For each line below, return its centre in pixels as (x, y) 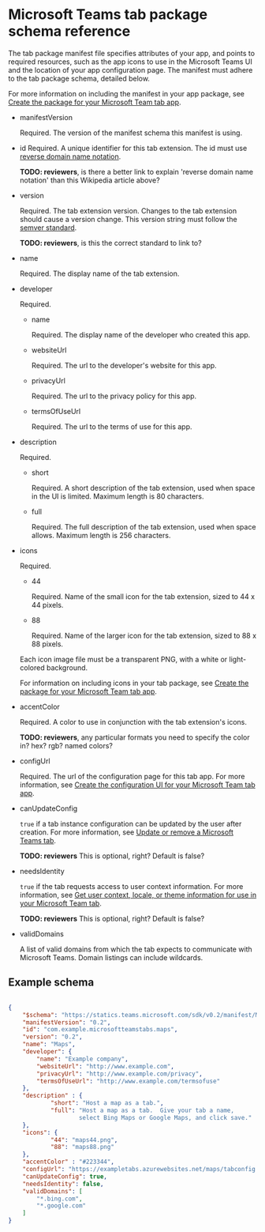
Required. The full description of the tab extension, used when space (144, 526)
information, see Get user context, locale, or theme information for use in (138, 895)
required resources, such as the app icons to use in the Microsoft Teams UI (130, 62)
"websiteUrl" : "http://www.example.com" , (106, 1066)
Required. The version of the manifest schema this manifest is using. (131, 133)
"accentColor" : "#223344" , (68, 1162)
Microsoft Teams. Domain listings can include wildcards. (111, 957)
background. (67, 667)
